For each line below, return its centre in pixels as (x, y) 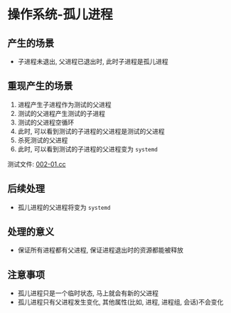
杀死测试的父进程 (43, 140)
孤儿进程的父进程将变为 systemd (64, 207)
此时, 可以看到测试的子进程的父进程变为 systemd (87, 149)
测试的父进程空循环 (46, 122)
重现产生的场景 (40, 86)
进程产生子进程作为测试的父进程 (64, 105)
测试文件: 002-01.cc (37, 164)
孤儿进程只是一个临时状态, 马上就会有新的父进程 (88, 293)
